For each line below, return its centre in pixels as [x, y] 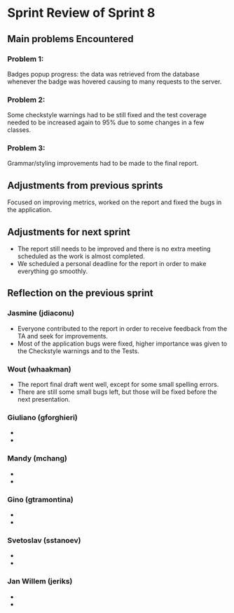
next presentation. [44, 400]
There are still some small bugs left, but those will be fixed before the [117, 392]
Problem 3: [26, 148]
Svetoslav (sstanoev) [44, 540]
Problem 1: [26, 59]
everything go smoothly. [53, 271]
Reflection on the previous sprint [80, 293]
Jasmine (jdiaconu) [41, 313]
